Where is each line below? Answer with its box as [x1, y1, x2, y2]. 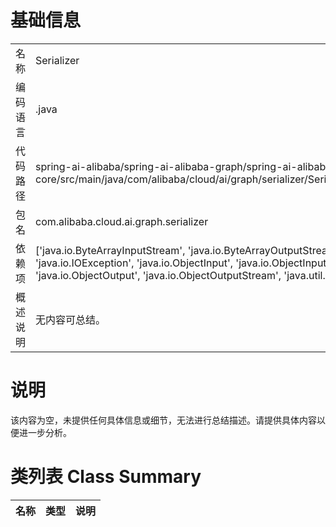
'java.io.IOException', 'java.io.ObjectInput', [35, 256, 234, 270]
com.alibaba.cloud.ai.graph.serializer [35, 214, 209, 228]
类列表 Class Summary [10, 466, 202, 488]
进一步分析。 [18, 426, 72, 438]
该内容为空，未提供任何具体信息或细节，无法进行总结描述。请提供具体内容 [10, 414, 317, 426]
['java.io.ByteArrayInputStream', [35, 243, 186, 257]
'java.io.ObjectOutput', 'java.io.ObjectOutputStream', [35, 268, 282, 282]
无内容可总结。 [35, 312, 107, 326]
